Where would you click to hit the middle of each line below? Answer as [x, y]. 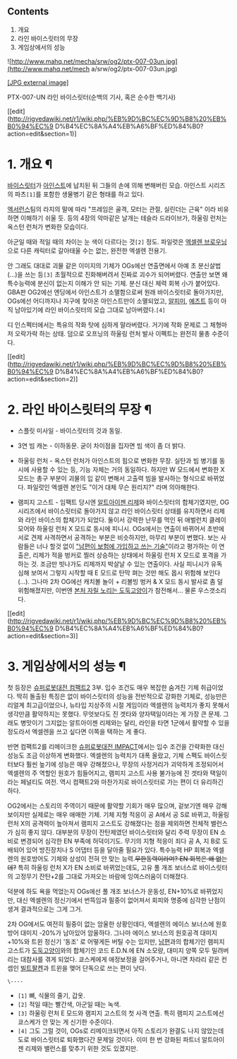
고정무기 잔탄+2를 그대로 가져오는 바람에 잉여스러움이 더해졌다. [101, 876]
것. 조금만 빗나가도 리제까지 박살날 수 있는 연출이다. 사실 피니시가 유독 [127, 563]
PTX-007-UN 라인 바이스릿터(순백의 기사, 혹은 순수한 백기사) [92, 97]
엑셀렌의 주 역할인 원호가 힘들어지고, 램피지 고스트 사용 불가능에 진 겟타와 [108, 773]
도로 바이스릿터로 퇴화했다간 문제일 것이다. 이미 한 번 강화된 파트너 [109, 1039]
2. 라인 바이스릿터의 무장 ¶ [80, 409]
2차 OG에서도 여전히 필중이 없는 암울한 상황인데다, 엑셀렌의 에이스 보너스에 [111, 923]
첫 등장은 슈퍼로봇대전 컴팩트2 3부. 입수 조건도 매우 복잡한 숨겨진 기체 [103, 687]
